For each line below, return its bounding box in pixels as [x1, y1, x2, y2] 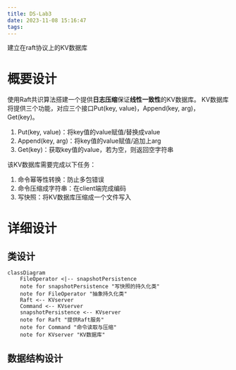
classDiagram [7, 269, 46, 276]
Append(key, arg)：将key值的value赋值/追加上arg [17, 136, 161, 145]
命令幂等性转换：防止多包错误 [17, 175, 104, 184]
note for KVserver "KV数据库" [20, 331, 106, 338]
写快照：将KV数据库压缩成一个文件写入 [17, 193, 132, 201]
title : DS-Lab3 [7, 10, 52, 18]
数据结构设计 [7, 352, 63, 364]
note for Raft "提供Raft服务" [20, 317, 104, 324]
